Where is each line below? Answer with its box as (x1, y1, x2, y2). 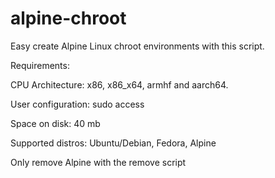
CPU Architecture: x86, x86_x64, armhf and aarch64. (10, 78, 229, 91)
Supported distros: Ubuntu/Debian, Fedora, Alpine (10, 137, 217, 149)
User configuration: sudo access (10, 98, 145, 110)
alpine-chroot (10, 7, 127, 30)
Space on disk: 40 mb (10, 117, 101, 129)
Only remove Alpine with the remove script (10, 156, 187, 168)
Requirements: (10, 59, 70, 71)
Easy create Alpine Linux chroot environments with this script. (10, 40, 265, 52)
